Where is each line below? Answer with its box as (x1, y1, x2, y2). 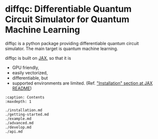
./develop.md (5, 125, 32, 130)
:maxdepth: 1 (5, 99, 32, 104)
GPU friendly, (12, 65, 39, 70)
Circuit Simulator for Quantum (5, 14, 130, 25)
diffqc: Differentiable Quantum (5, 3, 132, 15)
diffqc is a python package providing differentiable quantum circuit (5, 40, 139, 46)
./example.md (5, 116, 32, 121)
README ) (12, 85, 32, 91)
